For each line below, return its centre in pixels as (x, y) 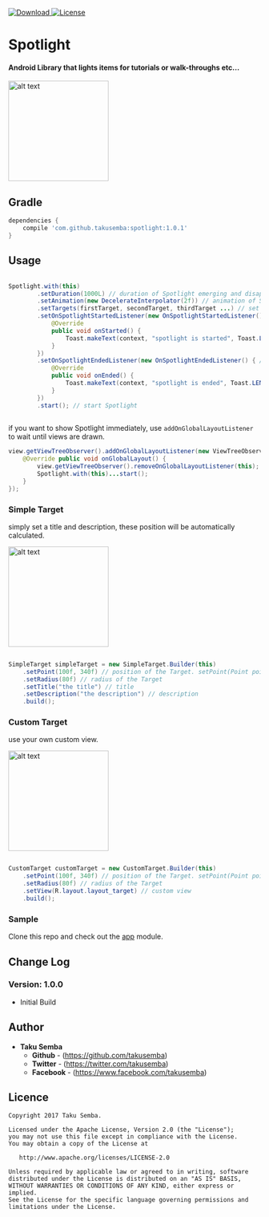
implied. (23, 1193)
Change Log (39, 961)
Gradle (25, 202)
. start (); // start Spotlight (87, 405)
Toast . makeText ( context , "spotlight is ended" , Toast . (159, 383)
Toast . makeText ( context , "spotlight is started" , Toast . (163, 338)
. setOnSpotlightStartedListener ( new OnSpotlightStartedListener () (150, 316)
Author (26, 1027)
